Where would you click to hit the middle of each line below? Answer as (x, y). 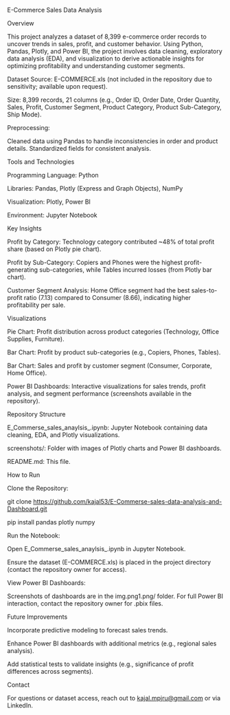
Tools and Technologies (41, 162)
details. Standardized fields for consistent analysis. (79, 148)
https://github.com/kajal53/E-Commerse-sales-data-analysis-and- (128, 501)
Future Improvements (37, 617)
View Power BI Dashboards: (46, 583)
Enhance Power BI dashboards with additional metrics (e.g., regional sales (112, 643)
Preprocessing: (28, 128)
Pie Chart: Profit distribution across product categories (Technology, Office (113, 332)
